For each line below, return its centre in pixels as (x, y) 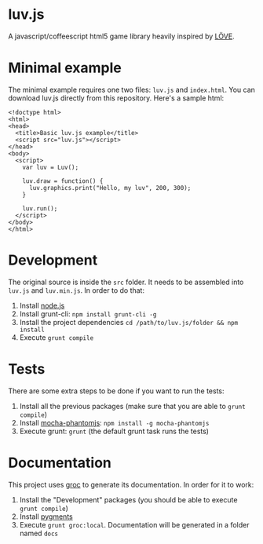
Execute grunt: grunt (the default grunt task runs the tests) (114, 431)
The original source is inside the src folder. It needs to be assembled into (126, 282)
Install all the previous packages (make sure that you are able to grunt (132, 406)
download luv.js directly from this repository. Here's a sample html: (116, 98)
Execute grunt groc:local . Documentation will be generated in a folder (134, 524)
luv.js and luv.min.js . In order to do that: (77, 290)
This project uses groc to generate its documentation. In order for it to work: (131, 484)
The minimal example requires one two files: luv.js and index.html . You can (131, 89)
